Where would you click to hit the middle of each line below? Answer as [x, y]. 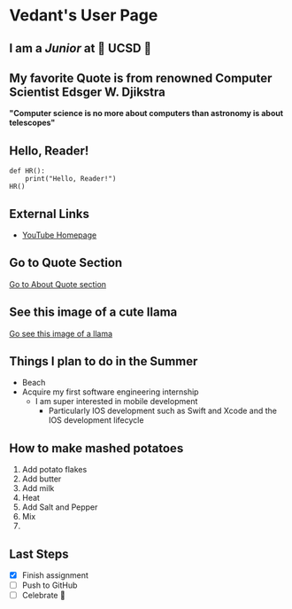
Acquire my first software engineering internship [110, 392]
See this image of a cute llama [93, 312]
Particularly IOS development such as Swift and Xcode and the [162, 411]
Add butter [42, 479]
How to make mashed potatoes [96, 448]
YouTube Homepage [59, 235]
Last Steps [39, 554]
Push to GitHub [50, 585]
